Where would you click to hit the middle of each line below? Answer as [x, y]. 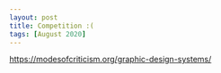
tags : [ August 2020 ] [48, 34]
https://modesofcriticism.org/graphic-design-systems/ [110, 60]
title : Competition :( [52, 26]
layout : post [34, 17]
